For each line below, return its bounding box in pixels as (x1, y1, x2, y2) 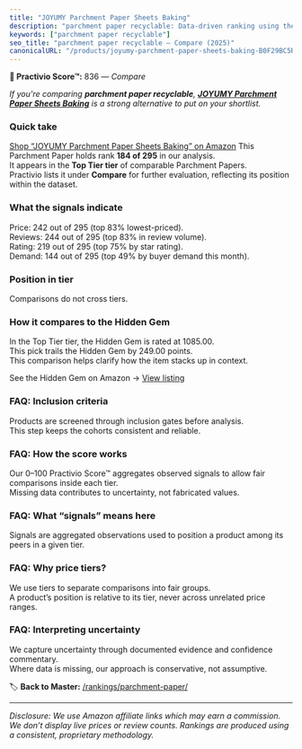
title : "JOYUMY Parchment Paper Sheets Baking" (9, 13, 191, 22)
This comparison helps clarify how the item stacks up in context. (9, 356, 249, 366)
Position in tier (9, 273, 74, 286)
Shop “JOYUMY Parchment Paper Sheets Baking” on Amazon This (9, 141, 254, 152)
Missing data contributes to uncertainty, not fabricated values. (9, 487, 240, 498)
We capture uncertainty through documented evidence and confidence (9, 644, 273, 655)
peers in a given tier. (9, 540, 85, 551)
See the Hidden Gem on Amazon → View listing (9, 373, 185, 383)
